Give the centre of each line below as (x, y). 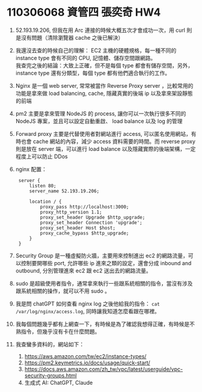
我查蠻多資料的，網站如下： (50, 344)
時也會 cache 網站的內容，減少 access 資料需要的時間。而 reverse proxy (106, 141)
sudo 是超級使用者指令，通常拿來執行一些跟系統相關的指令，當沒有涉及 (104, 283)
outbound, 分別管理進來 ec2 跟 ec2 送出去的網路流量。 (84, 271)
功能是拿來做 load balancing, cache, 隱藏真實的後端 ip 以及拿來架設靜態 (104, 93)
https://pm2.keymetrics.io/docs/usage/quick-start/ (87, 363)
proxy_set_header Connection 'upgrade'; (91, 222)
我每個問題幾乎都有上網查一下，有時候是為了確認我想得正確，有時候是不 (105, 324)
